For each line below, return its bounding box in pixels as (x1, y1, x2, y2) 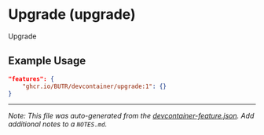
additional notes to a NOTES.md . (8, 119, 108, 129)
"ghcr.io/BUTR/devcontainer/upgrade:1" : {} (22, 82, 167, 90)
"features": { (8, 75, 55, 83)
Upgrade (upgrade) (8, 5, 136, 24)
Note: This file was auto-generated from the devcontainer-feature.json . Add (8, 111, 255, 121)
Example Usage (8, 54, 86, 67)
